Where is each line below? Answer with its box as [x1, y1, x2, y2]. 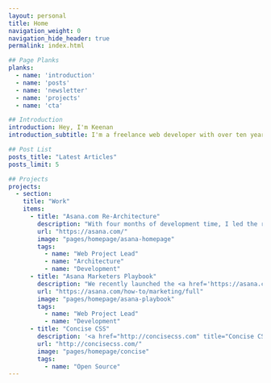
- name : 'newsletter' [15, 86, 89, 94]
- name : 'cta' [15, 102, 63, 110]
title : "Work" [23, 198, 70, 206]
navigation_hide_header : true [8, 34, 110, 43]
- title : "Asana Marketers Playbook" [29, 273, 157, 281]
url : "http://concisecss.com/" [37, 339, 143, 348]
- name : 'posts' [15, 78, 70, 87]
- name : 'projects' [15, 94, 81, 102]
